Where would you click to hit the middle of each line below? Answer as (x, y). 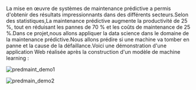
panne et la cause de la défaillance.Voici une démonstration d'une (86, 46)
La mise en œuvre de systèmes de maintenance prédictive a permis (89, 8)
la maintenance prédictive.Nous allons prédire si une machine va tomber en (98, 39)
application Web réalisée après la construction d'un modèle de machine (93, 52)
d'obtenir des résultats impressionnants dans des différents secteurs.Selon (97, 15)
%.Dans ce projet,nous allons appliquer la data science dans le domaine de (98, 33)
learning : (18, 58)
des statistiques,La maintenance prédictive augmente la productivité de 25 (97, 21)
